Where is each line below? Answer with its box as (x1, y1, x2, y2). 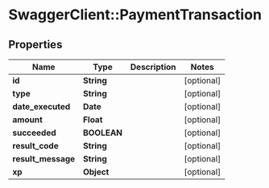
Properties (8, 38, 63, 51)
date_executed (12, 101, 71, 112)
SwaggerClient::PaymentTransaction (8, 6, 262, 24)
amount (12, 114, 43, 125)
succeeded (12, 127, 56, 138)
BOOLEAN (83, 127, 123, 138)
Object (83, 166, 110, 178)
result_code (12, 141, 59, 151)
